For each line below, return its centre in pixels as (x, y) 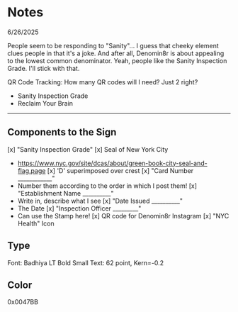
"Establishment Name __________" (66, 193)
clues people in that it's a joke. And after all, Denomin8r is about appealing (116, 53)
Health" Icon (36, 223)
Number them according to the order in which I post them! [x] (107, 186)
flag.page (32, 170)
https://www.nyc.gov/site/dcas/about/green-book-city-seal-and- (112, 163)
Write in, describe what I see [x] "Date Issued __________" (100, 201)
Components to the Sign (62, 132)
